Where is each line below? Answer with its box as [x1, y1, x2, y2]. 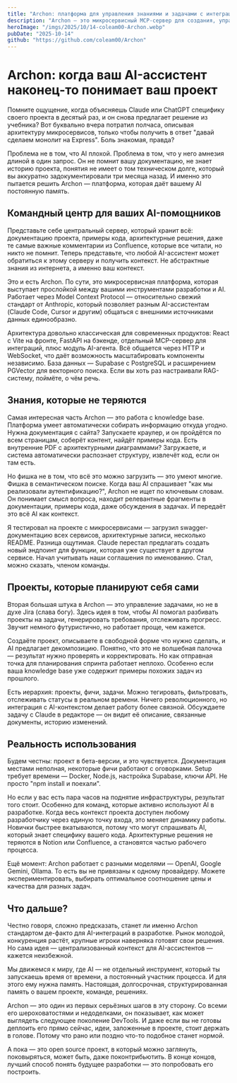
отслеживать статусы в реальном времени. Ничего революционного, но [7, 695, 228, 704]
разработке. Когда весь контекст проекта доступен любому [7, 808, 190, 817]
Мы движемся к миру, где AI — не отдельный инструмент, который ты [7, 965, 220, 973]
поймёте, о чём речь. [35, 373, 101, 382]
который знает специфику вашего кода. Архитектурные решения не [7, 830, 213, 839]
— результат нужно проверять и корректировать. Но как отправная [7, 651, 213, 660]
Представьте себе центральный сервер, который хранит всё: [7, 226, 193, 234]
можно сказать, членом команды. [7, 560, 111, 569]
